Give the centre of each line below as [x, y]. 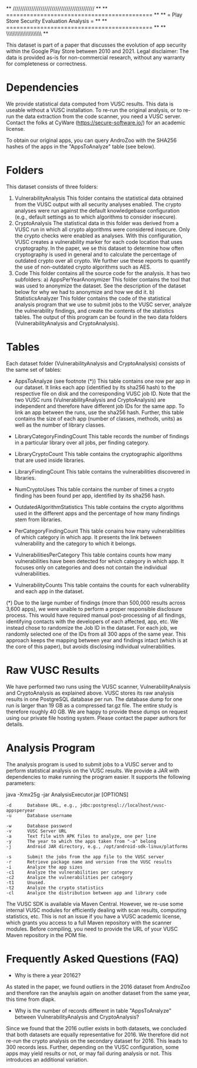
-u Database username [39, 815]
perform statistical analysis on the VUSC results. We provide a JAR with [93, 771]
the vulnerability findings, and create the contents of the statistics [94, 310]
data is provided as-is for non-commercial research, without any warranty [96, 57]
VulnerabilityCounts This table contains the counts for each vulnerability [102, 585]
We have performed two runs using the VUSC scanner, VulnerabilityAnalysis [98, 686]
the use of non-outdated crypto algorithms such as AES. [83, 267]
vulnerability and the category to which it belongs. [75, 543]
